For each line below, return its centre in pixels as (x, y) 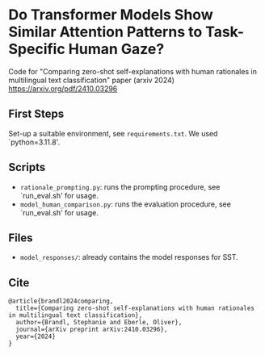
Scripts (27, 167)
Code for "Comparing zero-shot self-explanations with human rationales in (132, 71)
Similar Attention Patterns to (105, 32)
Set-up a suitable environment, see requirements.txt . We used (113, 133)
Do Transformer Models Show (111, 15)
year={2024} (36, 336)
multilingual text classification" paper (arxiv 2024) (92, 80)
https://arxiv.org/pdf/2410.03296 (63, 88)
